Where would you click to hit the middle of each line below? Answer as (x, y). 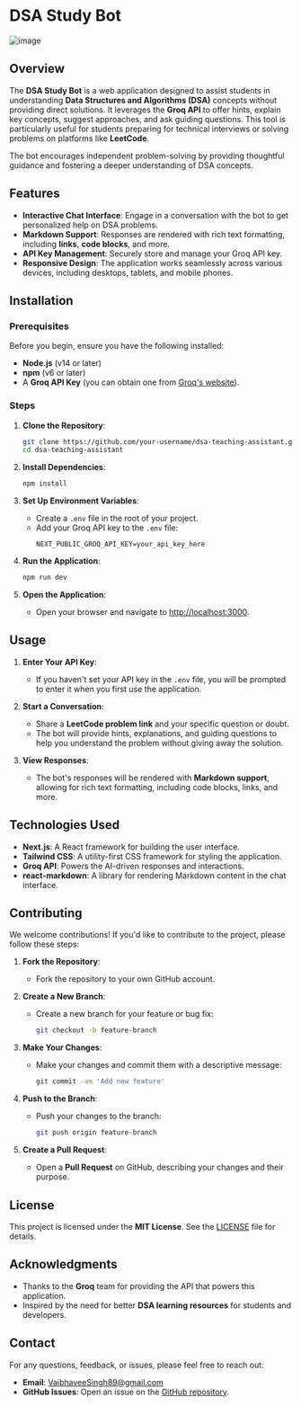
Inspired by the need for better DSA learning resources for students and (157, 1305)
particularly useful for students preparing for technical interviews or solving (149, 129)
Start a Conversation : (63, 706)
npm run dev (44, 578)
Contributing (46, 913)
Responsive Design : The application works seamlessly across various (152, 263)
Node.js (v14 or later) (62, 363)
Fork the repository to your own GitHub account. (125, 979)
